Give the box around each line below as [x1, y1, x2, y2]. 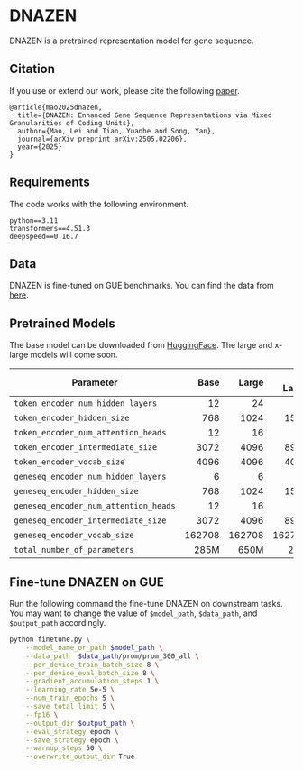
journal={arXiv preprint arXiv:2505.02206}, [17, 134, 188, 143]
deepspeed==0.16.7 [9, 232, 78, 241]
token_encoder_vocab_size [14, 457, 125, 467]
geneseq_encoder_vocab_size [14, 530, 134, 541]
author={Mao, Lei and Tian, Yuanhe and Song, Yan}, [17, 126, 216, 135]
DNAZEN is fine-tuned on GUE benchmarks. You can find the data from [9, 280, 275, 291]
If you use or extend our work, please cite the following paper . [9, 85, 241, 96]
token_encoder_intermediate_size [14, 443, 158, 453]
